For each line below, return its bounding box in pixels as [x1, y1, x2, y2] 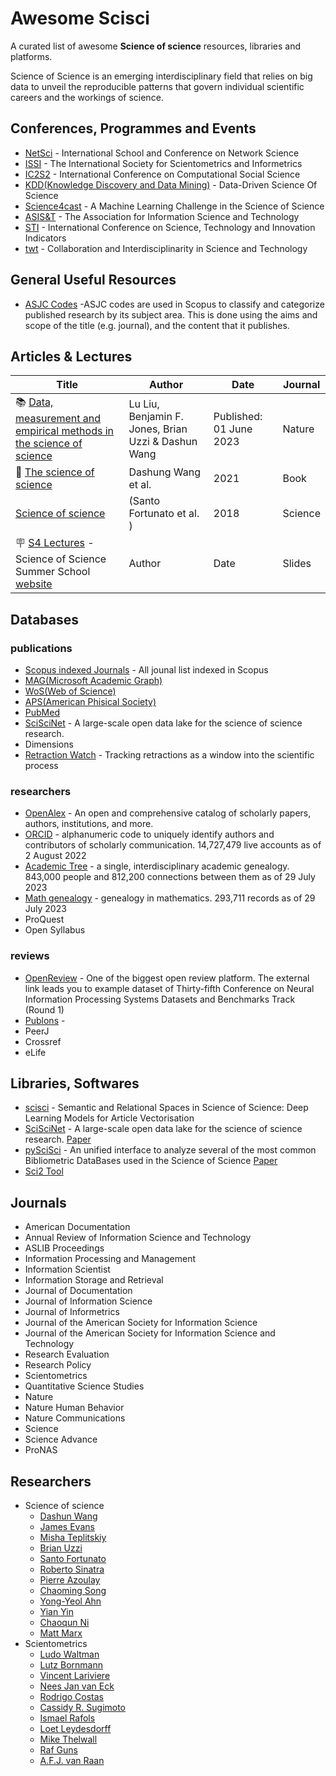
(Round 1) [24, 1003, 65, 1016]
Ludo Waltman [39, 1648, 100, 1661]
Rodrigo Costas [39, 1691, 104, 1703]
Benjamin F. [128, 409, 184, 423]
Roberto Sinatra [39, 1563, 105, 1576]
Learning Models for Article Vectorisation [24, 1112, 195, 1124]
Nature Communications [24, 1412, 126, 1424]
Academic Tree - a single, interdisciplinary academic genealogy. [24, 860, 290, 872]
